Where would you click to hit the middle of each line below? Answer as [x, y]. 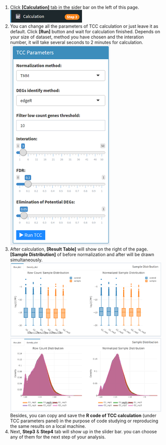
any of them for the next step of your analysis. [58, 437]
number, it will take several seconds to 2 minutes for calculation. [76, 42]
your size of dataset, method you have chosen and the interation [77, 37]
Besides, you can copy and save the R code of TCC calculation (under [83, 416]
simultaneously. [26, 260]
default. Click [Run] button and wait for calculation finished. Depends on [85, 32]
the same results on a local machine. [48, 426]
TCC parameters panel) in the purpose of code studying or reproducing [84, 421]
